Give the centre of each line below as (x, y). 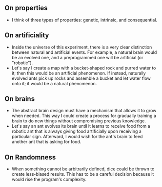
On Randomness (30, 157)
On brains (20, 99)
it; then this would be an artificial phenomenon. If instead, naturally (79, 73)
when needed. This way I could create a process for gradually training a (84, 116)
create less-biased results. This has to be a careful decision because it (83, 174)
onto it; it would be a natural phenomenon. (54, 83)
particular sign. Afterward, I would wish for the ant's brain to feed (77, 137)
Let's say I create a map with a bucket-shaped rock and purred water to (84, 68)
